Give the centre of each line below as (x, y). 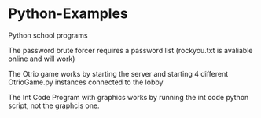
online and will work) (42, 59)
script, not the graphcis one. (54, 105)
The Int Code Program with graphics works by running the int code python (129, 97)
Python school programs (48, 35)
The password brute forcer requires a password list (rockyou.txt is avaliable (130, 50)
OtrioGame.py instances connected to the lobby (86, 82)
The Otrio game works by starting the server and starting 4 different (118, 73)
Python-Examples (68, 14)
